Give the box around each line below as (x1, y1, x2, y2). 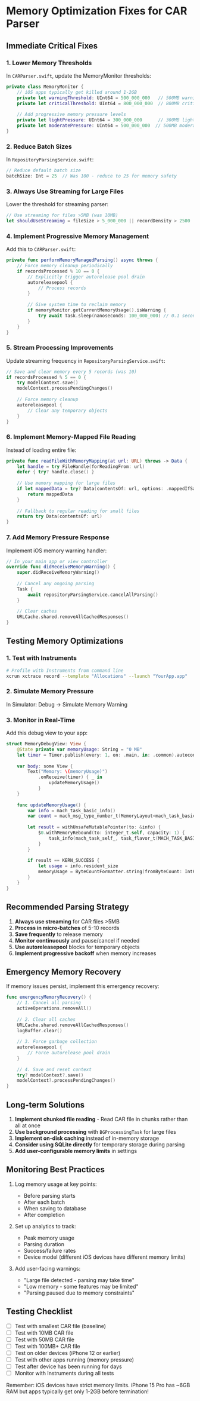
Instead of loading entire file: (6, 446, 77, 454)
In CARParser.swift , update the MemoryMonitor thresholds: (6, 72, 152, 79)
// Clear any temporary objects (27, 408, 108, 414)
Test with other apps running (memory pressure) (14, 1356, 135, 1363)
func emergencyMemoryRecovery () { (6, 994, 92, 1001)
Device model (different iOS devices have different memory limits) (23, 1253, 186, 1261)
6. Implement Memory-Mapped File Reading (6, 433, 136, 441)
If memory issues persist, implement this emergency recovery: (6, 983, 160, 990)
